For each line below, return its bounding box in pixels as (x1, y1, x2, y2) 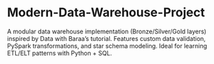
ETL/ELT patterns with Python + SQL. (7, 49, 112, 57)
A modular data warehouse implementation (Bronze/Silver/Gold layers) (7, 27, 207, 35)
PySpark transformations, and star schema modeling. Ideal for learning (7, 42, 208, 50)
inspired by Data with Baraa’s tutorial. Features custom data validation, (7, 34, 206, 42)
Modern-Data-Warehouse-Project (7, 5, 205, 20)
